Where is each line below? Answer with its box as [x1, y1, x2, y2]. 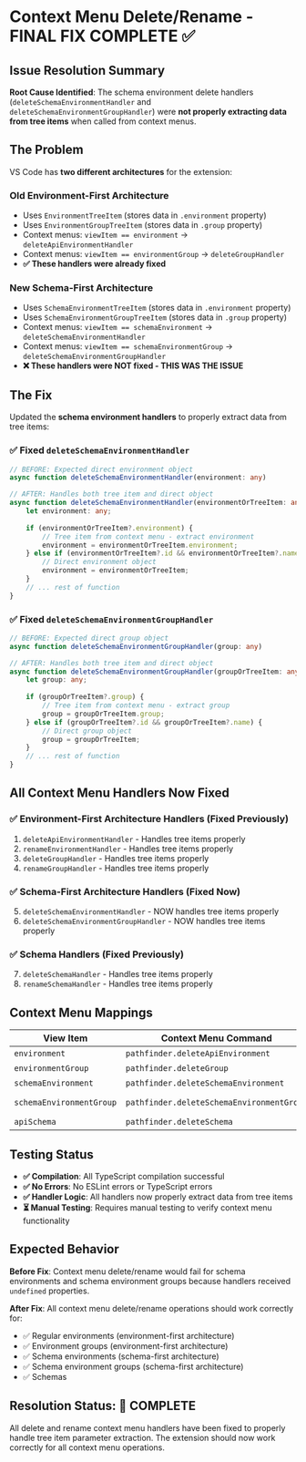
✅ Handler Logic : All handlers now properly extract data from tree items [22, 1191, 293, 1202]
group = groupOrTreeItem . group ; [42, 709, 166, 718]
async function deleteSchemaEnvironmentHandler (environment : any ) [9, 473, 267, 482]
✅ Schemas [22, 1371, 67, 1382]
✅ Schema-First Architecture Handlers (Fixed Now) [9, 885, 241, 898]
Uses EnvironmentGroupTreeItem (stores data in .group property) [22, 220, 263, 231]
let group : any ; [25, 675, 88, 685]
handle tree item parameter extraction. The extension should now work [9, 1432, 276, 1443]
